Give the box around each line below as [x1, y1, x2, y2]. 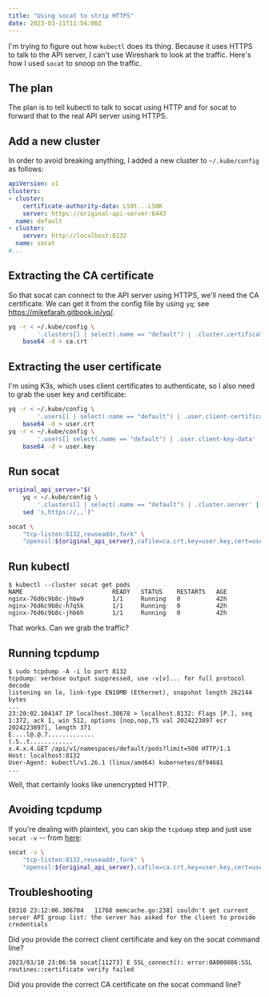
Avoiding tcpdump [8, 803, 102, 817]
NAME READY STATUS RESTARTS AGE [8, 588, 227, 596]
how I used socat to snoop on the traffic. [8, 58, 142, 68]
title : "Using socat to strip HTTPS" [8, 11, 134, 20]
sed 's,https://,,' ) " [22, 508, 94, 516]
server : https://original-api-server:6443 [22, 209, 167, 217]
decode [8, 681, 30, 689]
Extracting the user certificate [8, 360, 162, 373]
